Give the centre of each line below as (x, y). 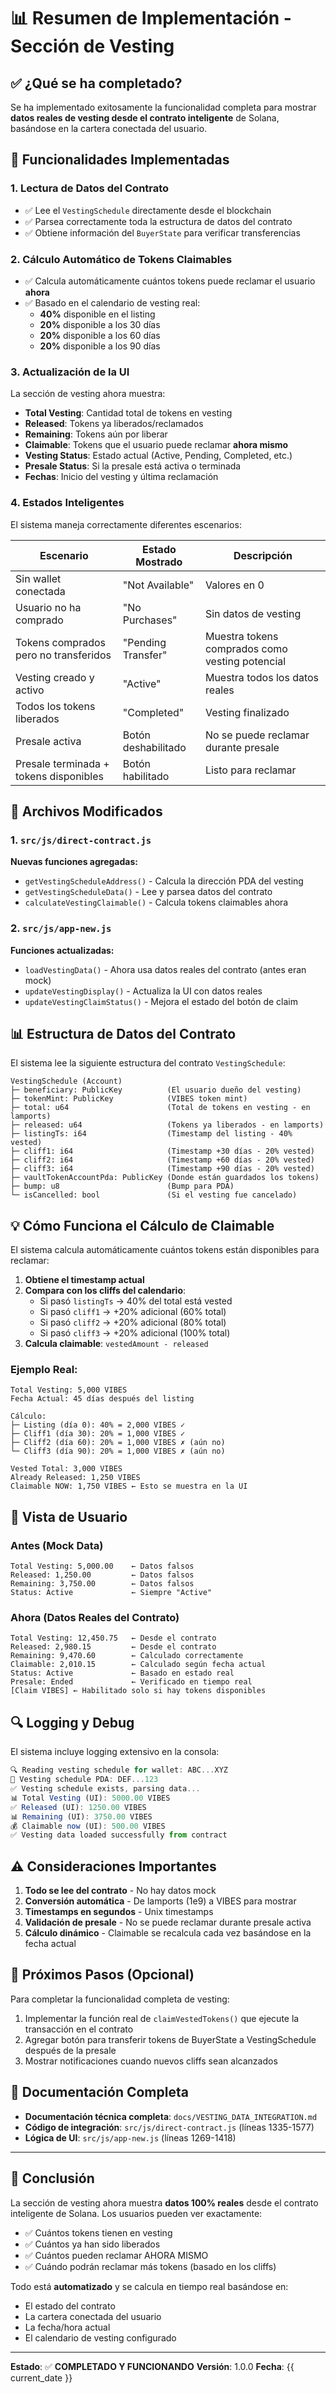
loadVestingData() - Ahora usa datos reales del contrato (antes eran (165, 969)
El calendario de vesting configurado (100, 2337)
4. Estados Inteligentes (67, 503)
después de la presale (70, 2050)
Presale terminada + (62, 763)
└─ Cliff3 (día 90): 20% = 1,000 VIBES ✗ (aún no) (118, 1451)
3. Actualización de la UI (70, 372)
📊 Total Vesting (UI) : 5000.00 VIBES (90, 1798)
